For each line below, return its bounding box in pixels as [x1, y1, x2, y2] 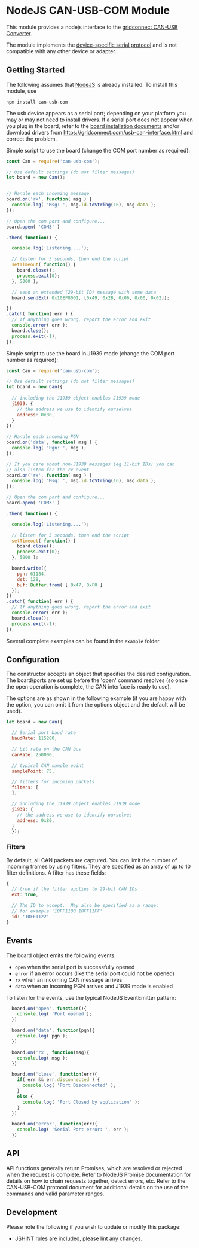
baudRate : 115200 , [11, 735, 58, 742]
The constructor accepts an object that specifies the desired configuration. [6, 671, 191, 678]
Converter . [6, 29, 32, 36]
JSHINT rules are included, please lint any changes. [14, 1235, 142, 1242]
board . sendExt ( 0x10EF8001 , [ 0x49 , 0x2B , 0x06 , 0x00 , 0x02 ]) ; [11, 294, 170, 301]
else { [17, 1093, 33, 1100]
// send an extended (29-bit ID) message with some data [11, 289, 157, 295]
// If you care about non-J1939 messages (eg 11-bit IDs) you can [6, 461, 175, 467]
